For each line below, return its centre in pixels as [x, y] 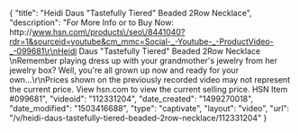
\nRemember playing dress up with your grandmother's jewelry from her [143, 61]
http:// [21, 32]
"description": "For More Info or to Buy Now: [91, 22]
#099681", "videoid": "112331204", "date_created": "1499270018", [131, 99]
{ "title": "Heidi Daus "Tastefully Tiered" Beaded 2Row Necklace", [131, 13]
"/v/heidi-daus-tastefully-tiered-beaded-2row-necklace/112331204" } [138, 118]
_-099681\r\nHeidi [43, 51]
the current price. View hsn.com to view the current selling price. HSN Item [149, 89]
